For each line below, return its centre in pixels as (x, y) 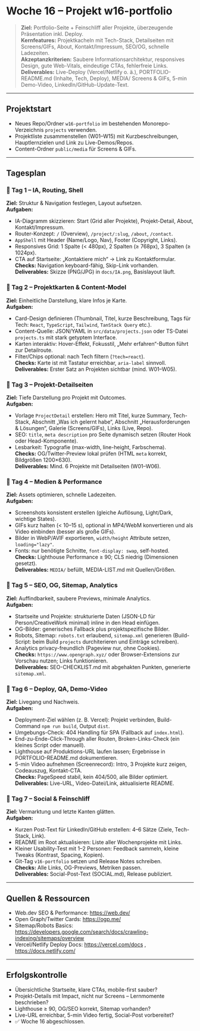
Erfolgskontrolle (37, 975)
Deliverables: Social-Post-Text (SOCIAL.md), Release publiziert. (93, 874)
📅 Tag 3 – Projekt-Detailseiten (50, 385)
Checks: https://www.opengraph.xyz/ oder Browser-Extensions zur (97, 654)
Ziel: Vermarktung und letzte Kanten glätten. (61, 812)
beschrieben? (32, 1002)
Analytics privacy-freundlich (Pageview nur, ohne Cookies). (88, 648)
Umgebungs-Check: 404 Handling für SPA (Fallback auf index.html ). (99, 732)
